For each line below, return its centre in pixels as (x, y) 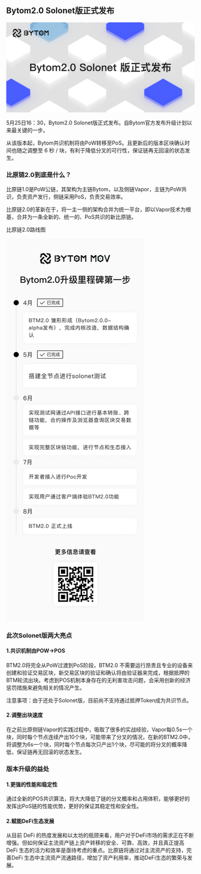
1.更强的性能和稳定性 (32, 784)
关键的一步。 (32, 130)
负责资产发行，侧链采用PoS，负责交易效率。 (71, 197)
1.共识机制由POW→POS (36, 651)
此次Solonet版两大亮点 (39, 635)
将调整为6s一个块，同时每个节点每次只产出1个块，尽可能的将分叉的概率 (94, 745)
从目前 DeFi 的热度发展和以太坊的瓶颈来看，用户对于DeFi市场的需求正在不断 (100, 835)
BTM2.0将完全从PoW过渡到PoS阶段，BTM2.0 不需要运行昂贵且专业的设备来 (100, 665)
